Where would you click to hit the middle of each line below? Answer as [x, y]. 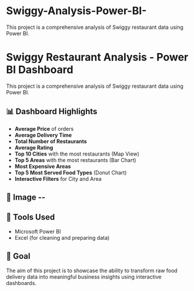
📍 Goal [18, 257]
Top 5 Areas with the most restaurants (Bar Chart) [75, 160]
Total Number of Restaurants [51, 141]
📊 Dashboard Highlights [52, 112]
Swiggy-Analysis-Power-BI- [76, 11]
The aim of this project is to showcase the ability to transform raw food [92, 270]
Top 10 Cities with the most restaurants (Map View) [77, 154]
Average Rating [34, 147]
